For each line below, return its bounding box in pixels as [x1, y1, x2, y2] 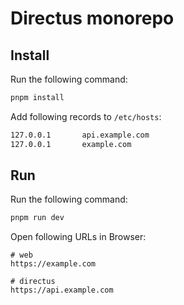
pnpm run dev [10, 213, 65, 223]
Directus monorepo [10, 7, 175, 30]
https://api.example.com [10, 285, 114, 296]
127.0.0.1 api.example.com [10, 130, 150, 140]
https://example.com [10, 259, 97, 269]
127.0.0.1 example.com [10, 139, 132, 149]
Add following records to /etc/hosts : [10, 110, 162, 122]
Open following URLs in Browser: [10, 231, 147, 243]
